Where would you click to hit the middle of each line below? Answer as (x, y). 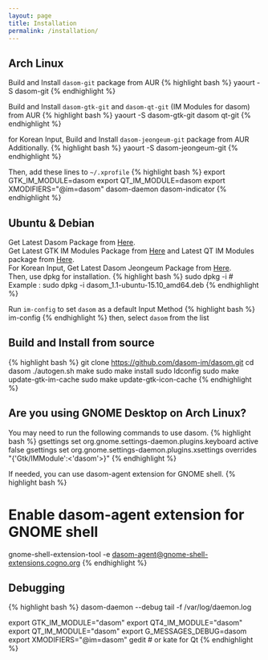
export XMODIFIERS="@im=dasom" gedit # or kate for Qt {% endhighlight (131, 640)
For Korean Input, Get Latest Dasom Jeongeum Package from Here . (120, 268)
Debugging (37, 588)
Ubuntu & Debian (51, 223)
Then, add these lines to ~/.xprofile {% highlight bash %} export (117, 172)
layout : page (30, 16)
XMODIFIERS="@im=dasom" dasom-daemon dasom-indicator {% (118, 189)
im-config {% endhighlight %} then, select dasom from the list (109, 318)
